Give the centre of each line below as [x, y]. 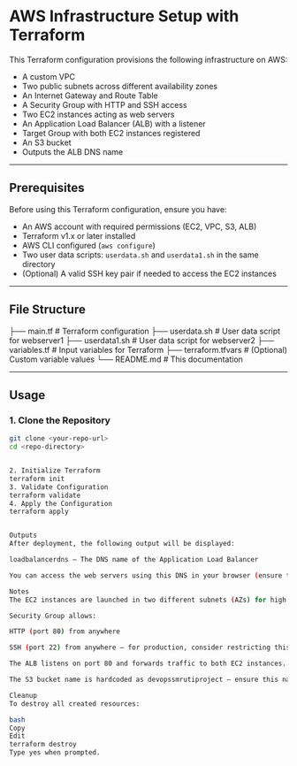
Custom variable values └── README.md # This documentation [126, 359]
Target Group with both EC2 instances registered [111, 133]
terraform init [37, 479]
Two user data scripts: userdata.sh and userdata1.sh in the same [140, 255]
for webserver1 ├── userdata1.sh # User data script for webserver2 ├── [142, 340]
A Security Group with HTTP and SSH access [104, 104]
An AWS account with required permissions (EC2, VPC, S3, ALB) [139, 226]
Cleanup [23, 695]
